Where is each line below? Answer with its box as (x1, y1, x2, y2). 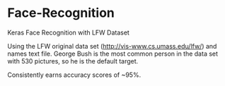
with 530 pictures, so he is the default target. (7, 56, 139, 65)
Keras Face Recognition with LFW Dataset (7, 28, 129, 37)
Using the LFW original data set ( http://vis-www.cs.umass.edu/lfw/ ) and (7, 42, 217, 50)
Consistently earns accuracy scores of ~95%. (7, 70, 142, 79)
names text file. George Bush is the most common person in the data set (7, 49, 218, 58)
